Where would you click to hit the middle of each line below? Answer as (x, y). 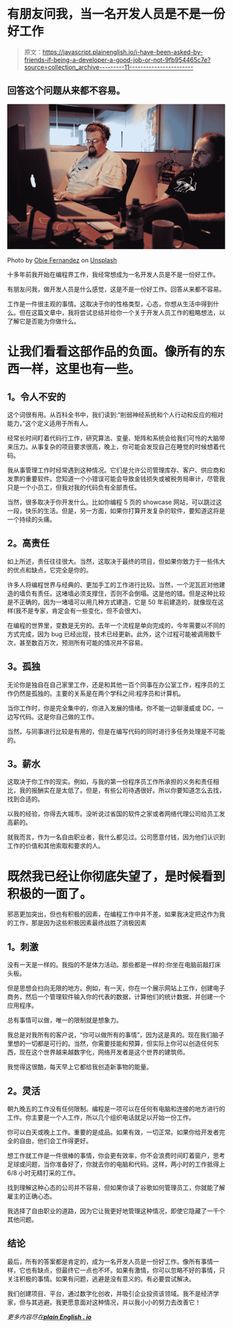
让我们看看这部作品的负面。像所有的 (110, 352)
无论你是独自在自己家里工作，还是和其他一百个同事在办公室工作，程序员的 (113, 684)
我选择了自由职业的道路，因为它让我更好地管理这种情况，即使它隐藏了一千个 (116, 1211)
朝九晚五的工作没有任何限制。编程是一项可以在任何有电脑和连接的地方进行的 (116, 1109)
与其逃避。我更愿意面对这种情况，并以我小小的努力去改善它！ (113, 1302)
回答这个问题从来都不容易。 (66, 91)
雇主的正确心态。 (31, 1196)
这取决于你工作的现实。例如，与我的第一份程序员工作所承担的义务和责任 (110, 782)
